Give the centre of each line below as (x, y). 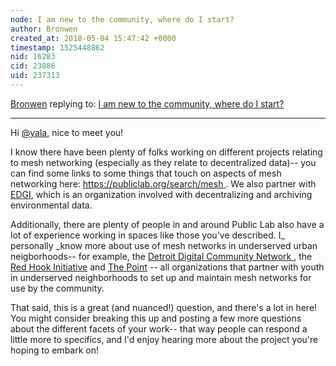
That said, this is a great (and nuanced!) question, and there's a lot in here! (164, 307)
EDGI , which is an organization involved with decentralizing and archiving (161, 194)
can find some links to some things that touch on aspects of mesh (146, 173)
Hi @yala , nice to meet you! (67, 132)
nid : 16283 (33, 57)
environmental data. (51, 205)
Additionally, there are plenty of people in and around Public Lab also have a (167, 224)
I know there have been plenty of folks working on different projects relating (166, 152)
